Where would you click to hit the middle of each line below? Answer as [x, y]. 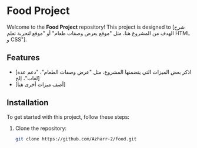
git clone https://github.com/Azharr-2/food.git [76, 139]
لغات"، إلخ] [27, 78]
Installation [28, 103]
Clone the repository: [41, 128]
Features [23, 58]
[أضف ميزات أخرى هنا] [40, 84]
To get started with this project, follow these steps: [68, 117]
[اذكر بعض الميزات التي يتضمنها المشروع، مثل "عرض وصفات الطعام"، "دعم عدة [103, 72]
